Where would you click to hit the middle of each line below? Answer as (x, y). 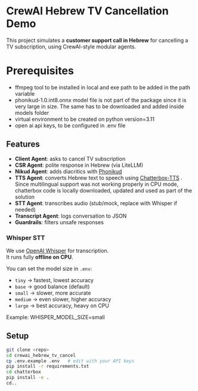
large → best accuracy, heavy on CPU (62, 306)
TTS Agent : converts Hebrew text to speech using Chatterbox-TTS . (99, 178)
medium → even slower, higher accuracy (63, 299)
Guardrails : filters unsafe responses (59, 222)
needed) (25, 209)
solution (24, 197)
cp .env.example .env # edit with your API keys (70, 361)
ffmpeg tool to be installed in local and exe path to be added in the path (103, 87)
